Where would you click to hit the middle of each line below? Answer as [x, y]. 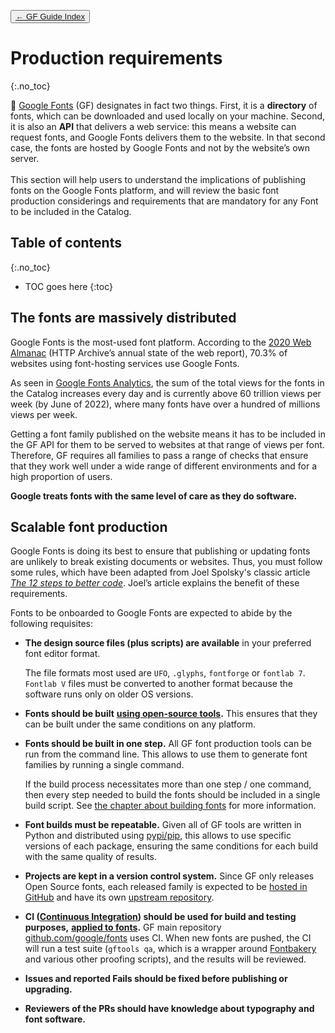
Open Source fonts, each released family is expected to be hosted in [166, 887]
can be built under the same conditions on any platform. [140, 724]
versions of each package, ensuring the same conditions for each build [171, 846]
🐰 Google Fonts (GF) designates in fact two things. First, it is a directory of [164, 105]
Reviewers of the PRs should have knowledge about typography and [169, 1009]
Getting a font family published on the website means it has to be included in [168, 434]
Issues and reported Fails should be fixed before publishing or [156, 979]
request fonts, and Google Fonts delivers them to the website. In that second [168, 137]
